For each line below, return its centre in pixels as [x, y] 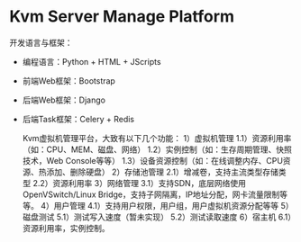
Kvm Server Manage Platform [122, 17]
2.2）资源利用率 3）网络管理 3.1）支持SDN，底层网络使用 [139, 183]
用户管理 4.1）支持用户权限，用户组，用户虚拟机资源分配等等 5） [172, 205]
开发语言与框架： [41, 42]
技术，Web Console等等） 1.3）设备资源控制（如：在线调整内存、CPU [153, 160]
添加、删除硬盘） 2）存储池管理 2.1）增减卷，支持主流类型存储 [163, 172]
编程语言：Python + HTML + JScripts [91, 61]
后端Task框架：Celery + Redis [78, 119]
